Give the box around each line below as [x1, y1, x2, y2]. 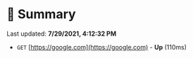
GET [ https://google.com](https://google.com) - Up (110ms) [16, 43, 187, 51]
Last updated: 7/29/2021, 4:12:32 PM [6, 29, 117, 38]
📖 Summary [6, 6, 76, 22]
